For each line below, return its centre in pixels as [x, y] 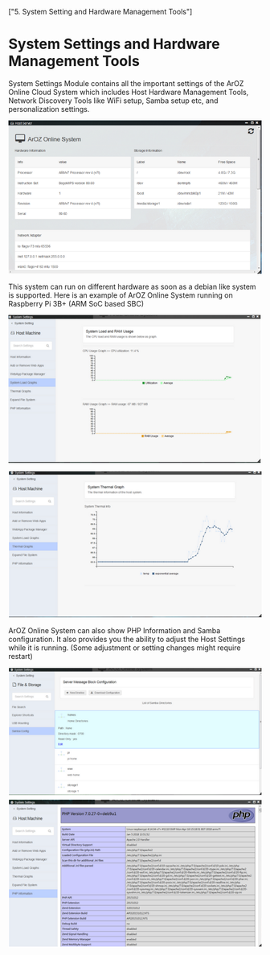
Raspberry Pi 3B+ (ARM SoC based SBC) [76, 304]
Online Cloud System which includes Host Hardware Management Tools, [129, 92]
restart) [21, 656]
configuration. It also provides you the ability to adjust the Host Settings [127, 639]
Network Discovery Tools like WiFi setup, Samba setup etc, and [113, 101]
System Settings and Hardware [114, 44]
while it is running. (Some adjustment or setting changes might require [125, 648]
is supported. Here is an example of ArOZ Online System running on [121, 295]
